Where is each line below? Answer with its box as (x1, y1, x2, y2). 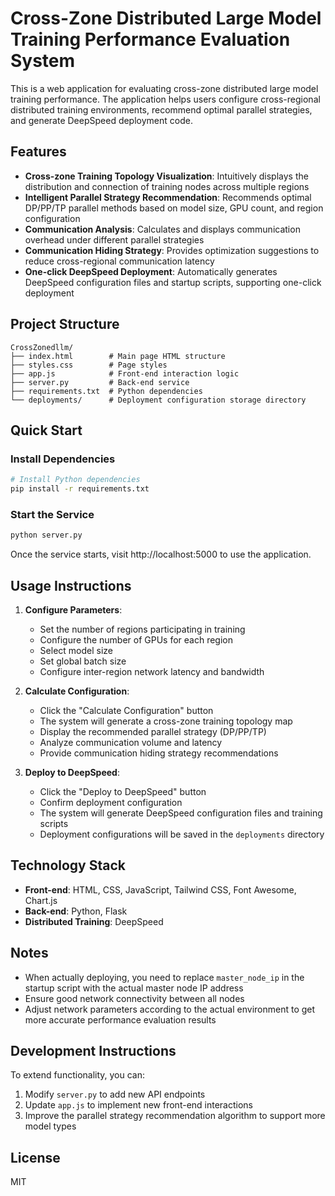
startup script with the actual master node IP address (24, 982, 244, 994)
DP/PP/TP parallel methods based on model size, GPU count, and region (24, 202, 324, 214)
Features (10, 143, 67, 161)
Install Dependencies (10, 452, 116, 466)
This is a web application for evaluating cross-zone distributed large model (10, 82, 319, 94)
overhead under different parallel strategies (24, 233, 205, 246)
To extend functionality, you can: (10, 1069, 146, 1081)
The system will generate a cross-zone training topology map (39, 715, 293, 727)
